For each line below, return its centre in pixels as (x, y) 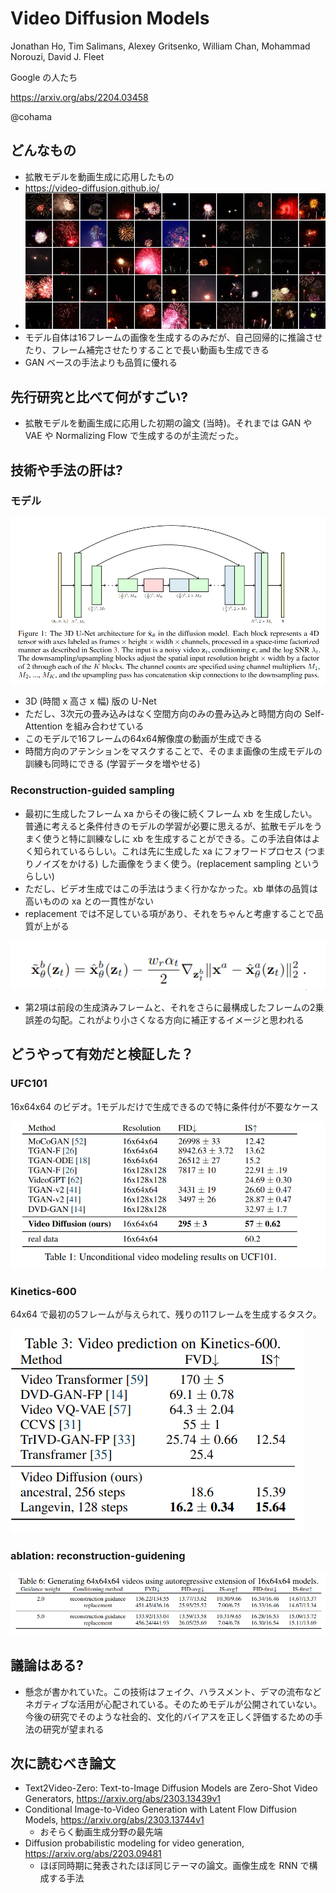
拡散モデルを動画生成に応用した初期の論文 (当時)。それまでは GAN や (168, 423)
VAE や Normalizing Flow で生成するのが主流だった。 (134, 436)
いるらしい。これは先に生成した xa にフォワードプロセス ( (188, 851)
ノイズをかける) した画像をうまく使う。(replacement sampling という (176, 863)
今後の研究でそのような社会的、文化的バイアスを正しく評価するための (169, 1716)
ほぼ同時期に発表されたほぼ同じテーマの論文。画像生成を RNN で (174, 1866)
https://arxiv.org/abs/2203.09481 (93, 1854)
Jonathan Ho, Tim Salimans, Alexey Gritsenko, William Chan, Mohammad (160, 46)
